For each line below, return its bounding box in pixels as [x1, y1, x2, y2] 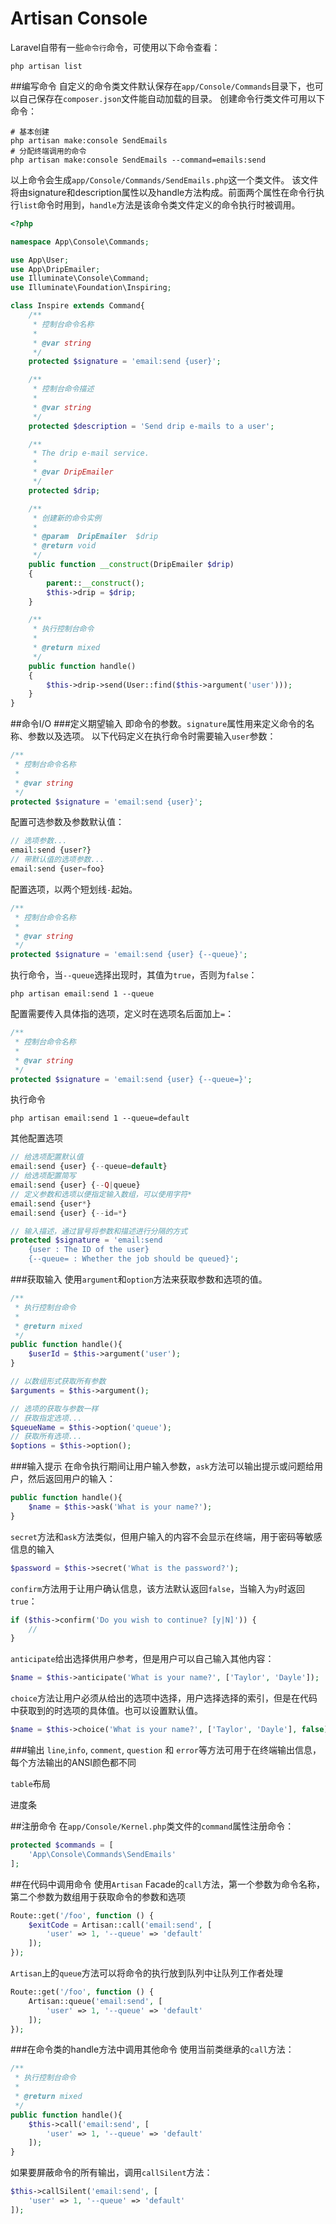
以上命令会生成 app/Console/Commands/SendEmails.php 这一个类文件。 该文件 [10, 173, 319, 186]
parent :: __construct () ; [46, 578, 145, 588]
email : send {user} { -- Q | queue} [10, 1180, 141, 1191]
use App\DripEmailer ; [10, 264, 101, 274]
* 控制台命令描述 [32, 384, 95, 394]
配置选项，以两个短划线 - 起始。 [10, 883, 138, 895]
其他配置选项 [10, 1132, 63, 1144]
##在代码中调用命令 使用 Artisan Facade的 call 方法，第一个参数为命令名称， [10, 1878, 325, 1890]
